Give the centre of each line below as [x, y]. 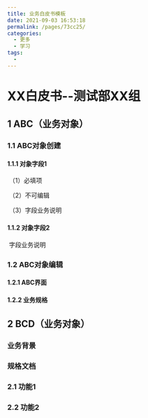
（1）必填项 [25, 181]
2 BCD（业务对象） [49, 324]
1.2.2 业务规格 [28, 300]
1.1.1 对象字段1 [27, 163]
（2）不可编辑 [29, 195]
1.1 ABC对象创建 [34, 146]
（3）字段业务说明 [35, 210]
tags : [15, 53]
